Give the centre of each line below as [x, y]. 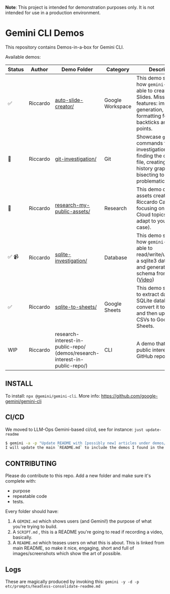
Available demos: [23, 57]
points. [144, 129]
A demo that [151, 344]
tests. [18, 502]
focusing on [151, 208]
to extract [148, 294]
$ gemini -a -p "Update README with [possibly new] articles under [78, 443]
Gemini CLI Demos [45, 33]
